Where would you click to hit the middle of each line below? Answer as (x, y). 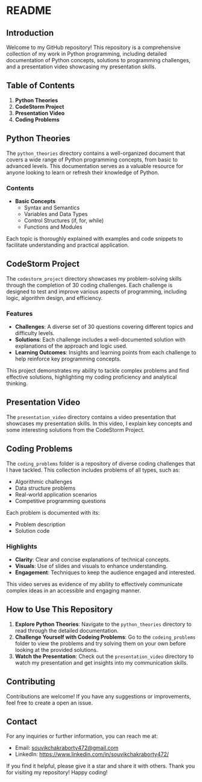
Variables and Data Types (56, 214)
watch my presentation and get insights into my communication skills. (101, 662)
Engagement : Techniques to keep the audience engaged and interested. (105, 572)
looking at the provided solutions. (56, 650)
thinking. (17, 383)
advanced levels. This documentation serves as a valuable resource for (95, 166)
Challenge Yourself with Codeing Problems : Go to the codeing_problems (105, 637)
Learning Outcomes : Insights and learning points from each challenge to (106, 353)
